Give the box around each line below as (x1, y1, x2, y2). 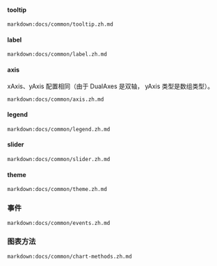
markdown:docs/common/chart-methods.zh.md (7, 253, 132, 260)
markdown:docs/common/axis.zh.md (7, 96, 104, 103)
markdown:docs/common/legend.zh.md (7, 126, 111, 133)
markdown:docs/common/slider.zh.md (7, 156, 111, 163)
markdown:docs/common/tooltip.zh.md (7, 21, 113, 28)
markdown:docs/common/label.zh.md (7, 51, 108, 58)
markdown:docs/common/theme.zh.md (7, 186, 108, 193)
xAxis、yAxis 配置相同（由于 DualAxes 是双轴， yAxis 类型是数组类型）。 (7, 82, 214, 90)
